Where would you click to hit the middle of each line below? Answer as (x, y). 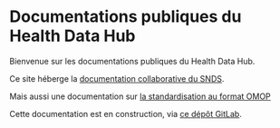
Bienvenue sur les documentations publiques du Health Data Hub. (132, 61)
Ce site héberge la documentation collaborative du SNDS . (117, 78)
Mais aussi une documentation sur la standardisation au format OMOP (140, 96)
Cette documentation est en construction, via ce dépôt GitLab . (126, 113)
